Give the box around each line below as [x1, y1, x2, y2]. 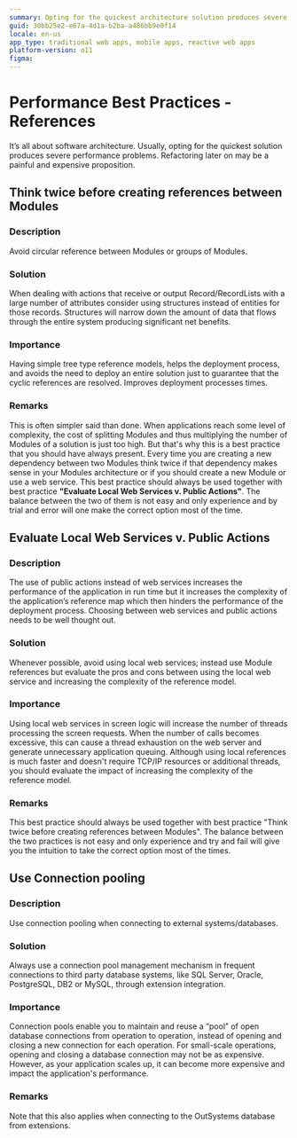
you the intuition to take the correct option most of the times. [9, 845, 231, 856]
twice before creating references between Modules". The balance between [9, 827, 284, 837]
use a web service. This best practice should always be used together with [9, 476, 283, 487]
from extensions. [9, 1119, 71, 1131]
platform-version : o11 [9, 46, 93, 55]
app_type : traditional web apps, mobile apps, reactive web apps [9, 37, 255, 47]
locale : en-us [9, 29, 62, 38]
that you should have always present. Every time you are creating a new [9, 448, 272, 459]
